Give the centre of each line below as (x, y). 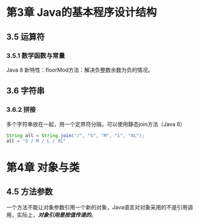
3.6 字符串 (26, 91)
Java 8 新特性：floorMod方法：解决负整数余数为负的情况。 (80, 70)
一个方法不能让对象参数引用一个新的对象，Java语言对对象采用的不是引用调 (100, 208)
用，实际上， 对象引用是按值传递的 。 (51, 215)
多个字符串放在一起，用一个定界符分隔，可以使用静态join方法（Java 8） (96, 124)
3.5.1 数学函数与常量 (36, 55)
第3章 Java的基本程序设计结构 (82, 12)
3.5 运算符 (26, 37)
